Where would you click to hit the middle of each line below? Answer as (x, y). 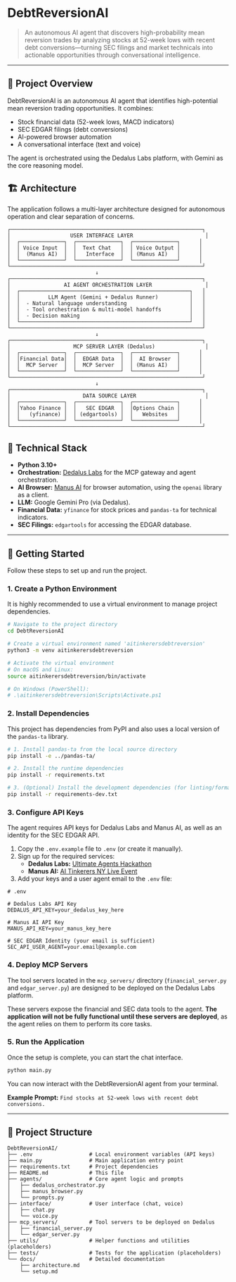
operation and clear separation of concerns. (71, 216)
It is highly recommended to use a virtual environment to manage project (112, 604)
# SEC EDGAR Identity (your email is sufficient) (81, 941)
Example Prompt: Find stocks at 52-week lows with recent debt (103, 1097)
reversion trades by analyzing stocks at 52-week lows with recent (120, 39)
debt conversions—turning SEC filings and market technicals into (118, 47)
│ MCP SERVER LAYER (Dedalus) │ (108, 347)
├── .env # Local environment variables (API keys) (111, 1155)
